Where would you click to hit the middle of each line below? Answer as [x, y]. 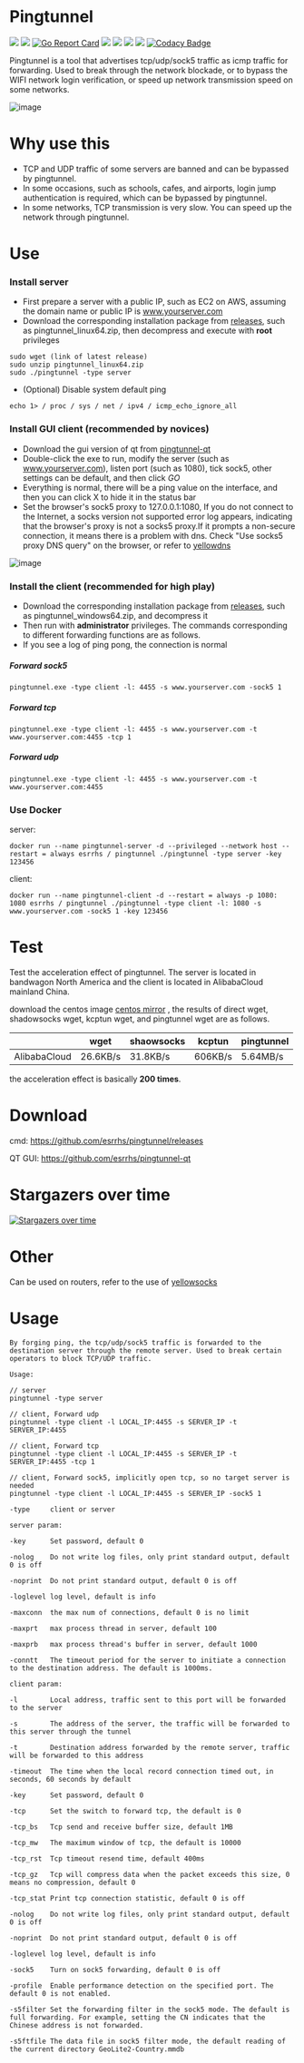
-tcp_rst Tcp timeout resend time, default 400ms [107, 1858]
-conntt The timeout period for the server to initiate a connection [147, 1660]
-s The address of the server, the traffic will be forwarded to [150, 1724]
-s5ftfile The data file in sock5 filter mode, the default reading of [147, 2041]
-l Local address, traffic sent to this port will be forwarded [147, 1700]
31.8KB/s [150, 1057]
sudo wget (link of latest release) [78, 357]
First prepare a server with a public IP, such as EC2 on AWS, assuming [154, 302]
